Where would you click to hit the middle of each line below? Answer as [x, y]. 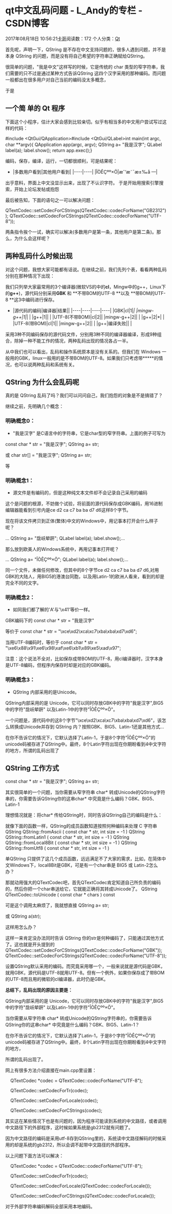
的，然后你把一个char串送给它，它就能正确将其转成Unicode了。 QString [81, 889]
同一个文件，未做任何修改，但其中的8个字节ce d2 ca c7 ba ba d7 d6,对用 [82, 570]
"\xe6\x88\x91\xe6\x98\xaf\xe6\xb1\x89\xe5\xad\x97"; [63, 648]
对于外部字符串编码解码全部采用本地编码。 [50, 1207]
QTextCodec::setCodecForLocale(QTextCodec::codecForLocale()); [81, 1186]
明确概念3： [20, 680]
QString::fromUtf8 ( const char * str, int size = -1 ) [57, 848]
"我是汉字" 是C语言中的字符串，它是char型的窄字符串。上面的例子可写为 [89, 433]
